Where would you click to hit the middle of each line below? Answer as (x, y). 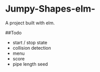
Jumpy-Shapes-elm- (50, 9)
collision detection (32, 48)
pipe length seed (30, 64)
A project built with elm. (30, 23)
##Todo (13, 32)
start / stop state (30, 42)
